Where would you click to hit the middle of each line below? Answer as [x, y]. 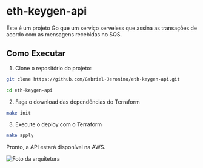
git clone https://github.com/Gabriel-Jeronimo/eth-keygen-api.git [93, 79]
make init [19, 113]
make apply [20, 136]
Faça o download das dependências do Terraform [78, 102]
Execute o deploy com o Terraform [58, 124]
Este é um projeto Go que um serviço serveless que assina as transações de [102, 28]
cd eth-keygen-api [29, 90]
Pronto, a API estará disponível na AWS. [56, 147]
